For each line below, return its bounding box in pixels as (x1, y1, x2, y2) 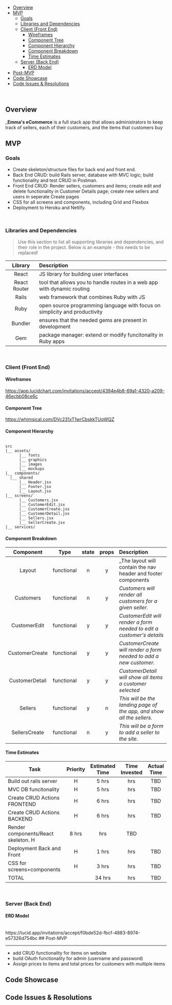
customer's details (119, 631, 164, 639)
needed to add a (119, 652, 159, 660)
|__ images (18, 462, 42, 467)
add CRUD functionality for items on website (12, 950, 106, 956)
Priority (66, 766, 85, 773)
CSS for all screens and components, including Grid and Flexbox (12, 199, 149, 205)
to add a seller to (119, 729, 160, 736)
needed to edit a (119, 625, 159, 632)
